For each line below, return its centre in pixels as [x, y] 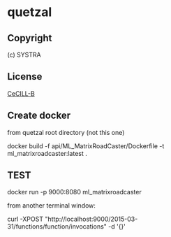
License [25, 77]
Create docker [39, 116]
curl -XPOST [25, 219]
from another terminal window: [52, 206]
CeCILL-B [21, 93]
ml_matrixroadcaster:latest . [47, 153]
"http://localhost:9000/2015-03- [91, 219]
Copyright [30, 38]
